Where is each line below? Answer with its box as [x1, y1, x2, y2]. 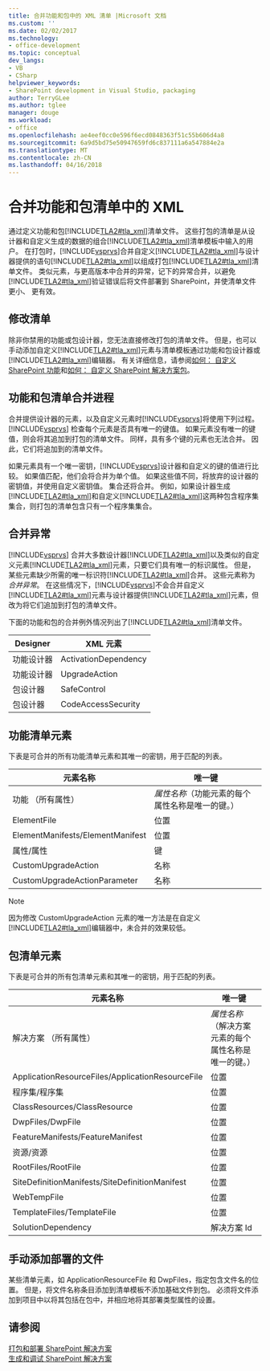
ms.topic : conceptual [8, 49, 81, 57]
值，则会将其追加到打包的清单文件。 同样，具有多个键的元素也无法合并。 [8, 434, 250, 443]
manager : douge [8, 109, 59, 117]
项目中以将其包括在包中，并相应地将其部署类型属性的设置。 [22, 1295, 219, 1304]
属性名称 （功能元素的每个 [153, 788, 252, 799]
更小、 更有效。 [8, 287, 60, 296]
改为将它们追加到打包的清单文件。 [8, 600, 121, 610]
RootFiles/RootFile [12, 1161, 82, 1173]
